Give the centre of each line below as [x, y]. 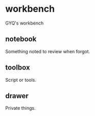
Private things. [20, 108]
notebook [21, 39]
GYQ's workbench [25, 23]
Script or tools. [21, 80]
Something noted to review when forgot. [48, 51]
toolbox [18, 68]
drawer [17, 96]
